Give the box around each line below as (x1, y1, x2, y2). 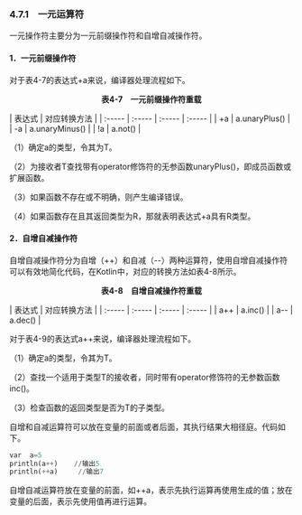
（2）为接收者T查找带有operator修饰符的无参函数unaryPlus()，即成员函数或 (9, 161, 291, 172)
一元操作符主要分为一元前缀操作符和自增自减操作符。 (9, 30, 207, 42)
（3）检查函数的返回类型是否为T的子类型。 (9, 402, 169, 413)
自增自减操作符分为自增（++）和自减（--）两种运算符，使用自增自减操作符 (9, 255, 288, 266)
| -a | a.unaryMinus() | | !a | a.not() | (9, 123, 142, 134)
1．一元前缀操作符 (9, 52, 77, 63)
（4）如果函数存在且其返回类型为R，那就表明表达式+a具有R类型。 (9, 211, 256, 221)
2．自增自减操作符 (9, 233, 78, 244)
